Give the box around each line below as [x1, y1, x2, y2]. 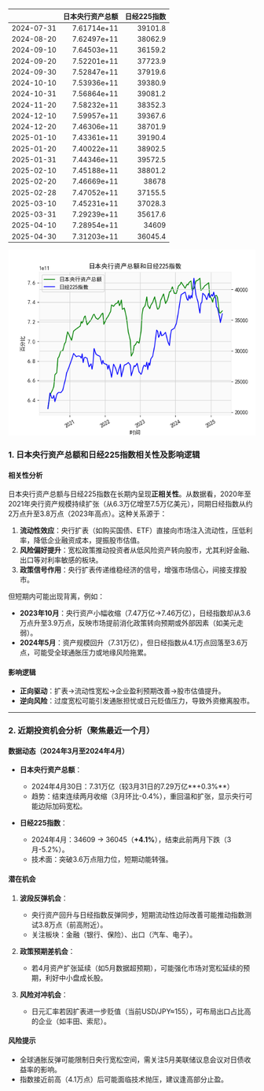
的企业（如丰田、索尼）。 [31, 1016, 112, 1026]
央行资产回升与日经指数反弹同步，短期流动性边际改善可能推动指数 [31, 910, 245, 919]
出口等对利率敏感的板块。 [19, 555, 103, 565]
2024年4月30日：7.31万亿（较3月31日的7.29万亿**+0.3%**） [31, 781, 234, 792]
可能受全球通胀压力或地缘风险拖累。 [33, 648, 151, 658]
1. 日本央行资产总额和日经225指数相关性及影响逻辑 [8, 449, 200, 460]
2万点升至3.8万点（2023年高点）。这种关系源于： [8, 509, 167, 518]
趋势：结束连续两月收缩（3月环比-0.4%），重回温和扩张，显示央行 [31, 792, 246, 801]
